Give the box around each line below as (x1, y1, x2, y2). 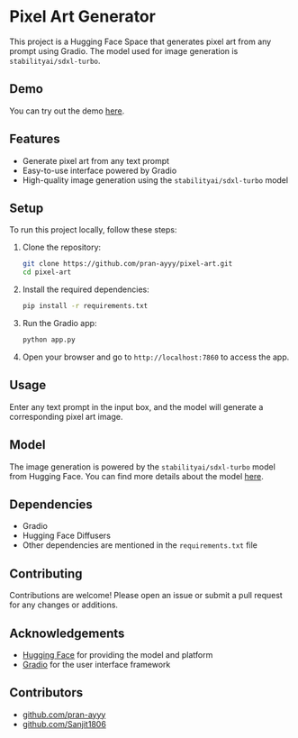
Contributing (9, 566, 83, 581)
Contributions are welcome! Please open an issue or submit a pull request (9, 590, 284, 601)
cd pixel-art (22, 268, 72, 277)
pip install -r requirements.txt (22, 302, 149, 311)
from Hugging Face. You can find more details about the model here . (9, 470, 264, 481)
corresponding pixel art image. (9, 411, 123, 422)
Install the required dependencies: (22, 284, 150, 295)
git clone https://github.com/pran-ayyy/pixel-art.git (22, 260, 233, 269)
